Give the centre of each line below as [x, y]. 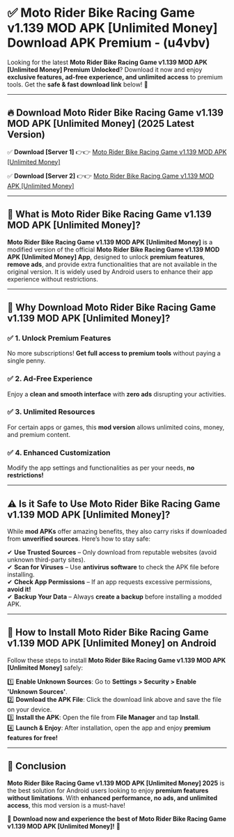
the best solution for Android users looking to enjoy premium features [108, 790]
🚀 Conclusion [37, 766]
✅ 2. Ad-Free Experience [50, 379]
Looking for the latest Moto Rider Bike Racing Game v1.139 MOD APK [107, 62]
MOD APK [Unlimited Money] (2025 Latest [101, 124]
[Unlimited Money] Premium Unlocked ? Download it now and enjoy [105, 69]
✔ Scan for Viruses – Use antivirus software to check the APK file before [113, 567]
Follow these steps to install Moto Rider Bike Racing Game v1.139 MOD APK [117, 660]
